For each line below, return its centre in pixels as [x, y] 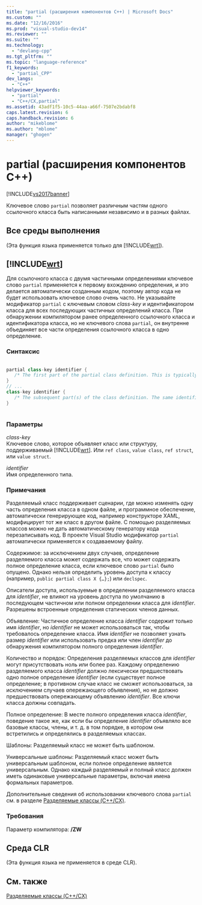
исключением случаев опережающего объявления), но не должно [92, 690]
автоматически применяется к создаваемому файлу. [75, 541]
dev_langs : [20, 79]
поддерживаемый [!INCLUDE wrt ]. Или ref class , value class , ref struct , [100, 450]
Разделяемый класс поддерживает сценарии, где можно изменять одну [100, 503]
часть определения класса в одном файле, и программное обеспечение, [101, 510]
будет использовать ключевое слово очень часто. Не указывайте [91, 297]
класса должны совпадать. [41, 703]
